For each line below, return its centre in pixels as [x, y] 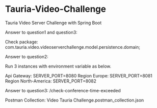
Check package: [22, 42]
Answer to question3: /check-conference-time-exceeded [63, 90]
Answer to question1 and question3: [41, 32]
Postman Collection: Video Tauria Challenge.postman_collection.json [75, 100]
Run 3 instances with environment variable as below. [58, 66]
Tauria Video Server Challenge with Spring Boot [53, 23]
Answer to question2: [27, 56]
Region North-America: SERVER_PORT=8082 [51, 81]
